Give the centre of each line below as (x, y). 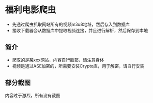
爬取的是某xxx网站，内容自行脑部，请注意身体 (58, 60)
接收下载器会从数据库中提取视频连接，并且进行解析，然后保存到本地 (80, 30)
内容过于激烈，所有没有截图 (33, 95)
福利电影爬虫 (31, 10)
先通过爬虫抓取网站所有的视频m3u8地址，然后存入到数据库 (71, 24)
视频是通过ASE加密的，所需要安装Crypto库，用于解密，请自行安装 (78, 66)
